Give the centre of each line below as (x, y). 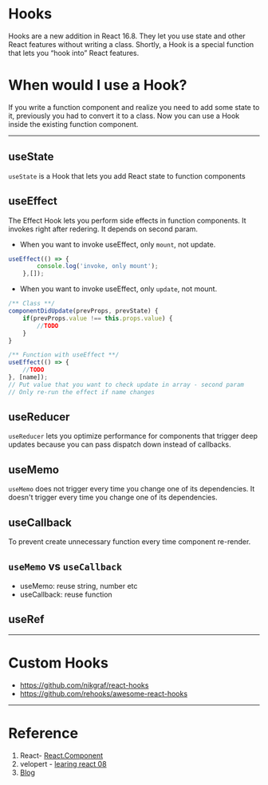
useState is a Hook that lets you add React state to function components (127, 176)
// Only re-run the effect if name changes (82, 392)
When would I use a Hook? (98, 85)
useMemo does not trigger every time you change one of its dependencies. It (132, 489)
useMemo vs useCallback (65, 567)
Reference (43, 733)
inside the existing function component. (73, 124)
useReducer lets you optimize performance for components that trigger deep (133, 436)
